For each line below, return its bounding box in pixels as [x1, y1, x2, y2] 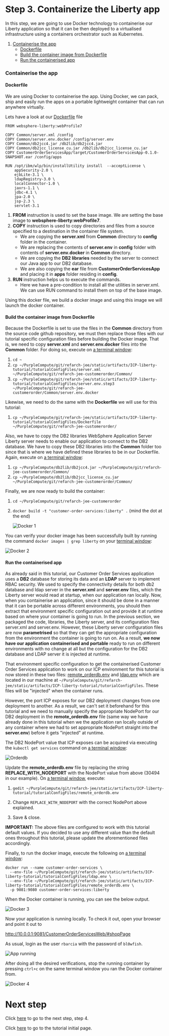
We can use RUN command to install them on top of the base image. [20, 287, 162, 294]
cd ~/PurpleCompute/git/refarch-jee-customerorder [12, 499, 122, 504]
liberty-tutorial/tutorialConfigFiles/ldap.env [5, 874, 107, 879]
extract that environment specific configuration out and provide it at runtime [5, 608, 163, 615]
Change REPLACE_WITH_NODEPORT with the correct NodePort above [12, 799, 147, 806]
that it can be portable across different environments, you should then [5, 603, 151, 609]
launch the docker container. [5, 302, 65, 309]
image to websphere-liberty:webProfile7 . [12, 217, 101, 223]
